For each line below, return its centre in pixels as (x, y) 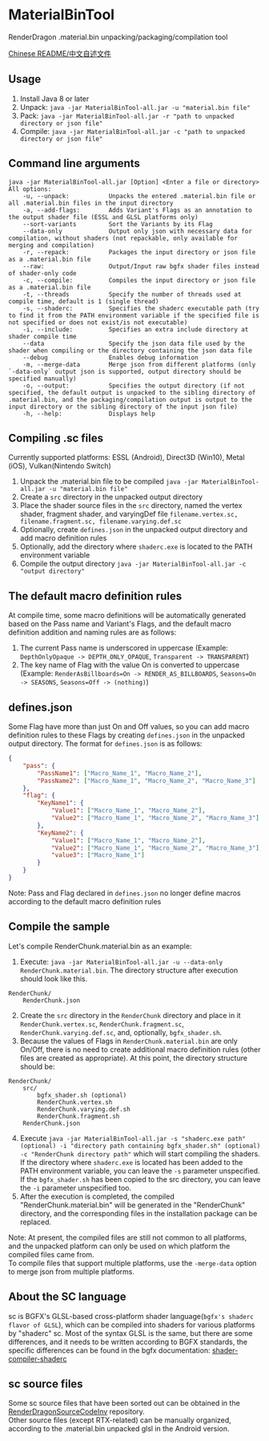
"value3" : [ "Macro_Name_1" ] (98, 855)
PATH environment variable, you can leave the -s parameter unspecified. (140, 1171)
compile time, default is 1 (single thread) (84, 301)
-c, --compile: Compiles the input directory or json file (139, 280)
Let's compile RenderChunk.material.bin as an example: (100, 946)
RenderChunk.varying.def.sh (84, 1109)
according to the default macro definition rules (85, 901)
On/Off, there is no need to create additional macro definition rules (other (140, 1049)
